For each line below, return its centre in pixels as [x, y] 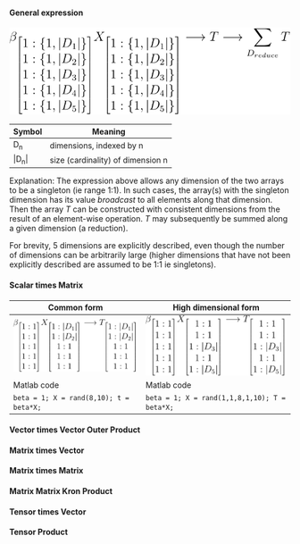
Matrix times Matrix [46, 471]
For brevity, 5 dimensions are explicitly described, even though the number [147, 246]
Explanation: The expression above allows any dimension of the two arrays [146, 181]
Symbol [28, 131]
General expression [46, 13]
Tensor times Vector [48, 511]
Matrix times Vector [47, 450]
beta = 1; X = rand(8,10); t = [71, 398]
